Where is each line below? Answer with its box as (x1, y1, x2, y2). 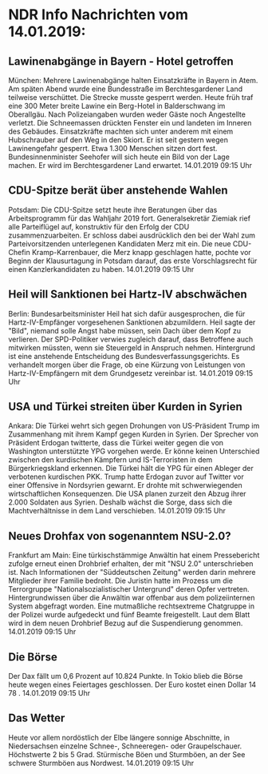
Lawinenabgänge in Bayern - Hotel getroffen (8, 54, 234, 68)
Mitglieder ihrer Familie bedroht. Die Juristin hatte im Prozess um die (8, 576, 234, 585)
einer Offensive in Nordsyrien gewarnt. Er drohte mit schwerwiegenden (8, 481, 242, 490)
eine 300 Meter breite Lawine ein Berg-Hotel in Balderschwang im (8, 102, 226, 110)
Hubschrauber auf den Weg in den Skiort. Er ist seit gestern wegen (8, 135, 229, 145)
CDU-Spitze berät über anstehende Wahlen (8, 184, 229, 197)
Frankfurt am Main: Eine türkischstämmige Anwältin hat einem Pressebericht (8, 550, 260, 561)
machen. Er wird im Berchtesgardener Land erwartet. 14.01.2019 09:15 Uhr (8, 161, 253, 170)
